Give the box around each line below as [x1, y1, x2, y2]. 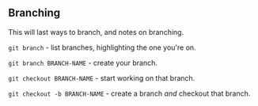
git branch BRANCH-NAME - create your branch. [8, 58, 158, 67]
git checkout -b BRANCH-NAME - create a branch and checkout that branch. [8, 89, 251, 98]
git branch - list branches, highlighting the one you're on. [8, 43, 196, 52]
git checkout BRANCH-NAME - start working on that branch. [8, 73, 195, 82]
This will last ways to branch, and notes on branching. [8, 27, 184, 36]
